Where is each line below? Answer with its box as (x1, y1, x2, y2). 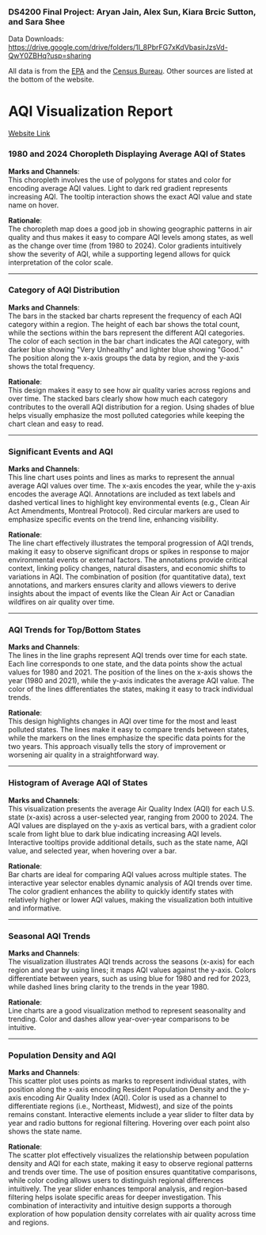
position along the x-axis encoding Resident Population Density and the (8, 1085, 241, 1094)
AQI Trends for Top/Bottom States (8, 625, 141, 636)
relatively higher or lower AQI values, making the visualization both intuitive (8, 895, 253, 904)
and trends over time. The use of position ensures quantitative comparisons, (8, 1167, 257, 1177)
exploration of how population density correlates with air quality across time (8, 1210, 256, 1219)
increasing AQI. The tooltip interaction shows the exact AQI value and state (8, 192, 253, 201)
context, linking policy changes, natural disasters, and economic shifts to (8, 564, 246, 573)
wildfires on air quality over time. (8, 597, 115, 607)
